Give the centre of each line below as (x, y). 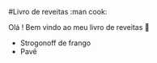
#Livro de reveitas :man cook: (58, 12)
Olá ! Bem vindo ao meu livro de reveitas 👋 (79, 27)
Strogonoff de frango (55, 43)
